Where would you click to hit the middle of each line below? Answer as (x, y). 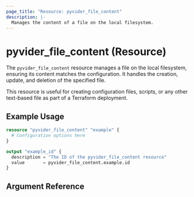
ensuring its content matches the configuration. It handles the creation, (92, 74)
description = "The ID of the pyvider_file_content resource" (89, 157)
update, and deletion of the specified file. (56, 81)
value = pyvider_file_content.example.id (71, 162)
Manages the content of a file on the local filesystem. (83, 22)
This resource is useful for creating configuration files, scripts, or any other (97, 92)
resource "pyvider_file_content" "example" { (63, 130)
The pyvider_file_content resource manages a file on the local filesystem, (96, 68)
